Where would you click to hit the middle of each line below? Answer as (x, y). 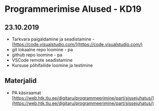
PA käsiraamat (26, 93)
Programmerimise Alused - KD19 (73, 9)
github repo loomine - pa (37, 55)
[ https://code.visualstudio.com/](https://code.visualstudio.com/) (77, 44)
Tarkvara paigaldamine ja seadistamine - (53, 39)
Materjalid (21, 81)
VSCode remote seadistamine (42, 60)
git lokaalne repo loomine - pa (42, 50)
